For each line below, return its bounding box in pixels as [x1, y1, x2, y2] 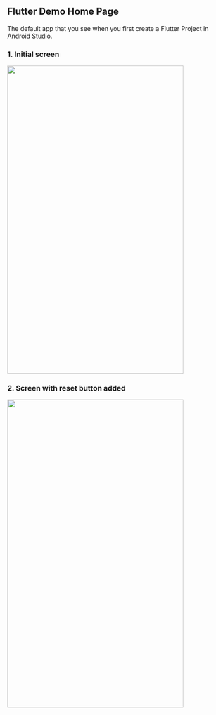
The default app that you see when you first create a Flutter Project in [7, 24, 209, 32]
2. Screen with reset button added [7, 384, 126, 393]
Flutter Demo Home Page [7, 6, 120, 18]
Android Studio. [7, 32, 53, 40]
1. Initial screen [7, 49, 60, 59]
